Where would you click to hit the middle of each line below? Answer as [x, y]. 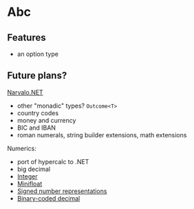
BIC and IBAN [36, 128]
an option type [37, 54]
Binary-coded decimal [48, 198]
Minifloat [30, 183]
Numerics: [22, 148]
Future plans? [37, 76]
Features [26, 38]
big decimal [33, 169]
